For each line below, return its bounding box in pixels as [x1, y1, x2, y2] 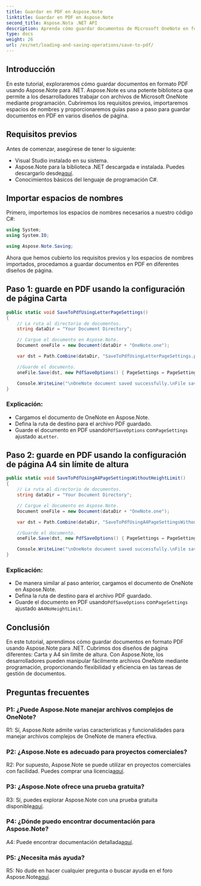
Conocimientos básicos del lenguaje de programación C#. [14, 176, 159, 183]
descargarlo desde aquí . [14, 169, 74, 176]
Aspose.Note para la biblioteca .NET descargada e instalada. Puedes [14, 163, 185, 170]
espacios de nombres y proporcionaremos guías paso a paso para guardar [6, 105, 190, 112]
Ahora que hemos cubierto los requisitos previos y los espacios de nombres [6, 254, 194, 261]
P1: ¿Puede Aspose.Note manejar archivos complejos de [6, 705, 173, 714]
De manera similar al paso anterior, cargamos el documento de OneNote [14, 580, 193, 587]
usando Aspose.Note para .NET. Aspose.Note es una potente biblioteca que [6, 86, 193, 93]
